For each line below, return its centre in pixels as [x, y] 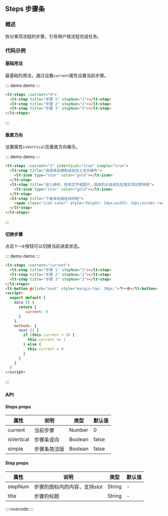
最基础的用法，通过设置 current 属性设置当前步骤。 [57, 75]
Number [79, 430]
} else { [32, 344]
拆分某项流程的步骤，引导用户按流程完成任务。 [53, 36]
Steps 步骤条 [25, 9]
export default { [28, 298]
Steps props [18, 406]
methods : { [25, 326]
